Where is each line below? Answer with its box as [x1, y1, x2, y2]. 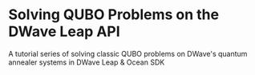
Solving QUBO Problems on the [8, 6, 219, 24]
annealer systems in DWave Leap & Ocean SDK [8, 57, 165, 67]
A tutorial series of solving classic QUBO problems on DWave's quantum [8, 49, 248, 58]
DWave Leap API [8, 22, 120, 41]
